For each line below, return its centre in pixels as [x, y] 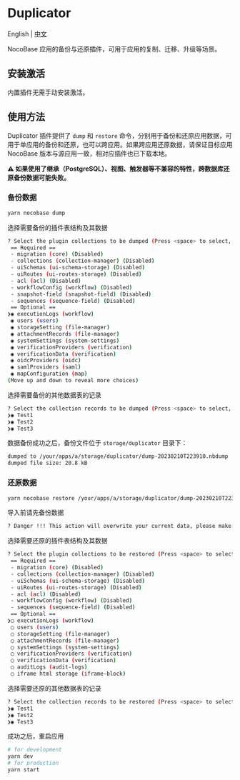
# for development [35, 750]
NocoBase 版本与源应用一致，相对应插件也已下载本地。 [89, 153]
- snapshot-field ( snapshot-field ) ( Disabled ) [81, 294]
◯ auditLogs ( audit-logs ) [49, 667]
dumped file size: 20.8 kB [47, 463]
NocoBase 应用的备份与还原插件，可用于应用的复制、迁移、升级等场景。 [114, 49]
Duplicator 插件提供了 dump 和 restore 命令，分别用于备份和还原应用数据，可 [120, 135]
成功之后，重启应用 [36, 736]
